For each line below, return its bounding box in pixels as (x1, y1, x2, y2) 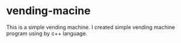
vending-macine (6, 4, 91, 18)
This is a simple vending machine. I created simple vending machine (6, 24, 176, 31)
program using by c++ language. (6, 29, 88, 37)
